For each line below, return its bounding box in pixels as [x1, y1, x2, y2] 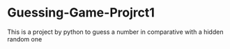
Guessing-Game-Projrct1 [7, 5, 155, 21]
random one [7, 35, 43, 43]
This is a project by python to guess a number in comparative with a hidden [7, 28, 224, 36]
